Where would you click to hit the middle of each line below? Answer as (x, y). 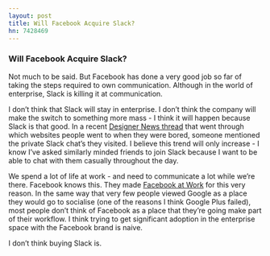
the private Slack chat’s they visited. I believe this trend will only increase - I (134, 143)
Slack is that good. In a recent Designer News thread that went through (126, 126)
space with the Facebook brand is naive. (76, 227)
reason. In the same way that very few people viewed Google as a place (128, 193)
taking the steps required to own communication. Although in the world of (131, 85)
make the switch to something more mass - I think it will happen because (130, 118)
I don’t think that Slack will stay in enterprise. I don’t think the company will (132, 109)
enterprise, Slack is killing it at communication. (85, 93)
